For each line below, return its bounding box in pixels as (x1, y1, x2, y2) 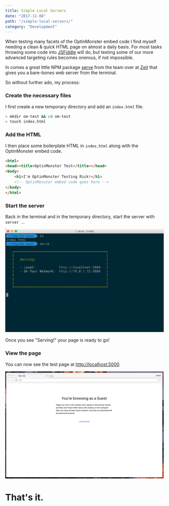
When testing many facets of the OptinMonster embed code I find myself (5, 38, 157, 45)
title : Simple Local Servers (5, 8, 66, 13)
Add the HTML (5, 131, 41, 138)
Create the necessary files (5, 92, 71, 99)
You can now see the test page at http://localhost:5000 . (5, 361, 121, 367)
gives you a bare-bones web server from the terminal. (5, 70, 117, 76)
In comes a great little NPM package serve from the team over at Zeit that (5, 65, 157, 71)
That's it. (5, 491, 44, 503)
